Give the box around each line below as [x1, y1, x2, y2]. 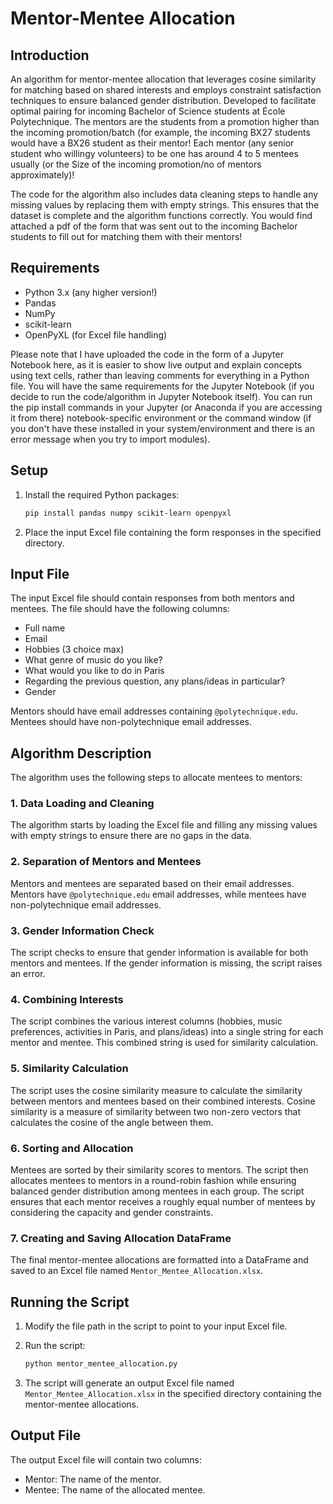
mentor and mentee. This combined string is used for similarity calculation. [10, 1037, 319, 1049]
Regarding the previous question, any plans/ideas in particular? [24, 675, 286, 687]
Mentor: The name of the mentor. [24, 1473, 162, 1485]
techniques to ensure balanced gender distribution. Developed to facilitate [10, 95, 317, 106]
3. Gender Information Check [10, 923, 155, 937]
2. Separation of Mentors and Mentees [10, 855, 202, 869]
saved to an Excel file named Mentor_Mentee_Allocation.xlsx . [10, 1265, 264, 1277]
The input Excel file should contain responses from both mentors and [10, 592, 295, 604]
